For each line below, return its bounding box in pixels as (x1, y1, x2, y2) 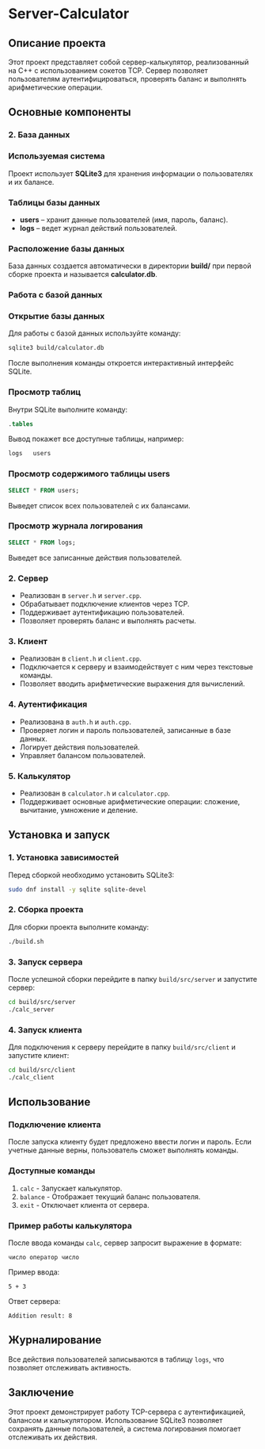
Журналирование (8, 1333, 102, 1347)
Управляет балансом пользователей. (19, 750, 146, 760)
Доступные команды (8, 1165, 96, 1176)
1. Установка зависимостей (8, 852, 119, 863)
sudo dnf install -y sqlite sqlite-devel (8, 885, 147, 893)
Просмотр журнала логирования (8, 520, 144, 531)
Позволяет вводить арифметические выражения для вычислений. (19, 679, 245, 688)
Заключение (8, 1386, 74, 1400)
